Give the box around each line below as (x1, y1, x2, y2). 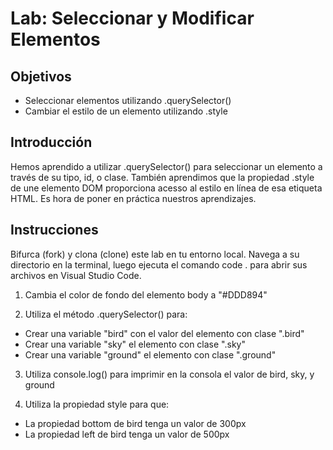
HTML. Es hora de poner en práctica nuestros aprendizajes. (10, 192, 257, 204)
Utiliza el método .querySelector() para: (24, 308, 188, 320)
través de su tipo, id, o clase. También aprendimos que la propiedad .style (10, 171, 315, 183)
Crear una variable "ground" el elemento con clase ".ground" (24, 348, 277, 361)
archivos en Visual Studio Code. (10, 269, 142, 281)
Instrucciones (10, 222, 99, 239)
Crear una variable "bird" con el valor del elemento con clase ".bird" (24, 327, 305, 339)
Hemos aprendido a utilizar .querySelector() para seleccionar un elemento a (10, 160, 323, 172)
